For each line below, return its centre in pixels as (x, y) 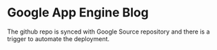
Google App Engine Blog (78, 13)
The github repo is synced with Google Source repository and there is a (108, 32)
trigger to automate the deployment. (59, 38)
